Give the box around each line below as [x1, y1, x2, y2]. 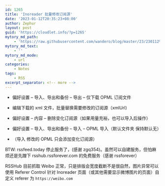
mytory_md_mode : [5, 53, 38, 58]
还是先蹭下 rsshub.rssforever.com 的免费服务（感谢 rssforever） [9, 153, 140, 159]
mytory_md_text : [5, 44, 38, 49]
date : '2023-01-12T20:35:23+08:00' [5, 16, 78, 21]
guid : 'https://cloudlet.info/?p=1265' [5, 30, 87, 35]
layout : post [5, 26, 32, 30]
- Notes [14, 67, 29, 72]
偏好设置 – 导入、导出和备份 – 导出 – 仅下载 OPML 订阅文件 [12, 94, 132, 100]
